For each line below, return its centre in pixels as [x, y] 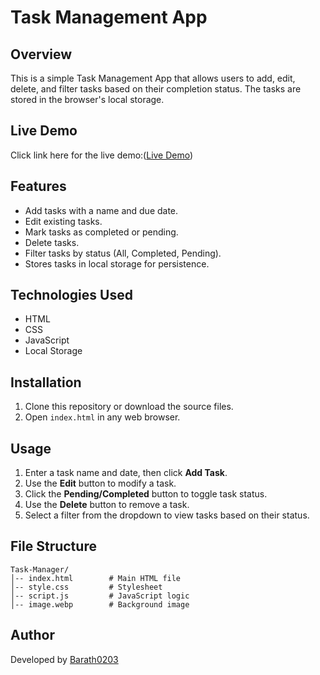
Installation [46, 382]
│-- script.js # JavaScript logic [100, 596]
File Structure [53, 546]
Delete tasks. [52, 242]
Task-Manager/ [40, 569]
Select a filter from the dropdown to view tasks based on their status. [167, 515]
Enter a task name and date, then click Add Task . [126, 473]
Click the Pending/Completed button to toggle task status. [146, 494]
